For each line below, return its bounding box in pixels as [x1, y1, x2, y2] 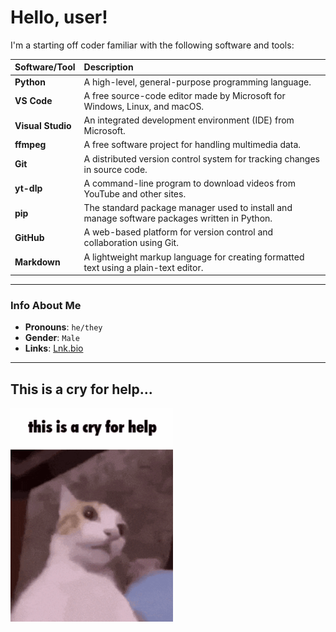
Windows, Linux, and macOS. [83, 100, 205, 112]
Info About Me [10, 299, 82, 313]
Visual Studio [14, 119, 72, 131]
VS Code [14, 95, 53, 107]
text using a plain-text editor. [83, 261, 204, 273]
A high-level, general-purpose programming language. [83, 76, 312, 88]
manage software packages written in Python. [83, 212, 273, 225]
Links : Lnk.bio [24, 342, 84, 355]
